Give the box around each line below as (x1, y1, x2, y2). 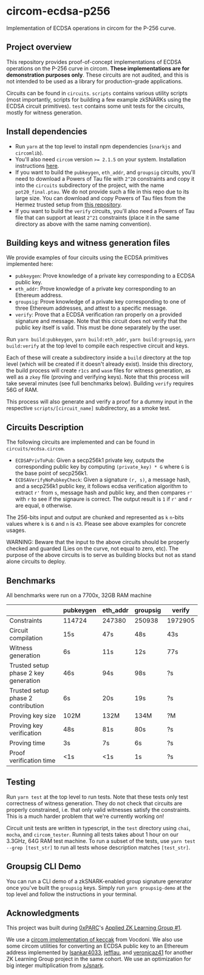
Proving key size (9, 711, 56, 719)
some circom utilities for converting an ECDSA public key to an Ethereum (6, 942, 189, 950)
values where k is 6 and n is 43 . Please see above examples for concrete (6, 520, 186, 528)
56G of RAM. (6, 386, 39, 394)
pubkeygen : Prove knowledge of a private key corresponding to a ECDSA (15, 272, 195, 279)
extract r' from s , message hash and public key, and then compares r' (15, 489, 193, 497)
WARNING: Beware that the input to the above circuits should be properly (6, 539, 190, 546)
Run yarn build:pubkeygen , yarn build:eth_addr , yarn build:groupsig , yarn (6, 336, 195, 343)
